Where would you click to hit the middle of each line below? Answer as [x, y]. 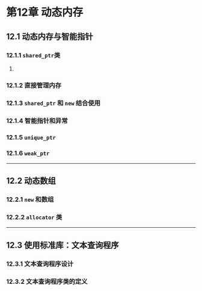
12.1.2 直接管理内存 [34, 85]
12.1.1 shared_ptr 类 [33, 55]
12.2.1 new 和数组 [30, 199]
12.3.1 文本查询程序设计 [40, 264]
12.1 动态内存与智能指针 [50, 36]
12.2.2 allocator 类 [34, 217]
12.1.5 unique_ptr [31, 137]
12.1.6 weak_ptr [28, 153]
